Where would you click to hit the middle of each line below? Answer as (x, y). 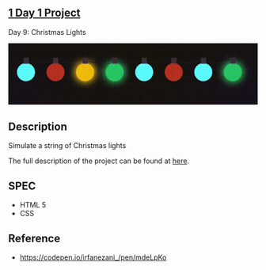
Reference (34, 238)
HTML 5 (33, 205)
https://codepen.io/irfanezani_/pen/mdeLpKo (93, 257)
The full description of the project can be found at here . (99, 161)
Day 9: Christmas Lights (47, 32)
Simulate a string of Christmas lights (67, 146)
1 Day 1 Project (44, 13)
